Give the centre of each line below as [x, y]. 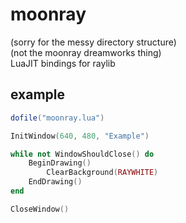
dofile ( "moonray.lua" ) [57, 118]
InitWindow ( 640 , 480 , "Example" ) [80, 136]
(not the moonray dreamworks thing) [86, 52]
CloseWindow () [40, 209]
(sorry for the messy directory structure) [93, 42]
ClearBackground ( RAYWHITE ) [102, 173]
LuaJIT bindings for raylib [63, 63]
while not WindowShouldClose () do [82, 154]
